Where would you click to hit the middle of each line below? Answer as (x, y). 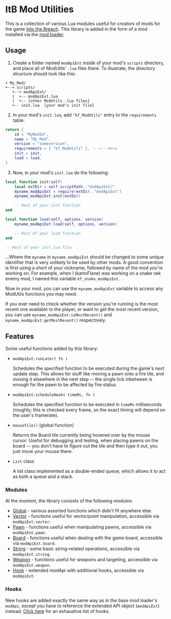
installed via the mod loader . (35, 34)
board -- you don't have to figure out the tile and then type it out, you (85, 446)
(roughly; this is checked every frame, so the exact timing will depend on (89, 410)
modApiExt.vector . (32, 521)
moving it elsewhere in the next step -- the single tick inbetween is (82, 379)
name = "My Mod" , (33, 139)
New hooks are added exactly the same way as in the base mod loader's (81, 600)
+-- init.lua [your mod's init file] (53, 105)
